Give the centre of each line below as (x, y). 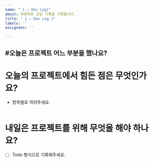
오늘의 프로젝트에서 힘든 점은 (59, 76)
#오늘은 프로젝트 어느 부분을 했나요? (56, 53)
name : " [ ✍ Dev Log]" (28, 10)
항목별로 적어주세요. (31, 102)
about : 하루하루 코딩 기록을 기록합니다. (40, 14)
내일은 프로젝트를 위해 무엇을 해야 (68, 128)
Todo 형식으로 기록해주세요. (39, 155)
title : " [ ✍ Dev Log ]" (30, 19)
